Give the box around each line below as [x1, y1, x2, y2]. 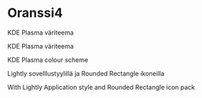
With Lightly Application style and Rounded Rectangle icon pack [7, 82, 196, 91]
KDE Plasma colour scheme [7, 55, 89, 64]
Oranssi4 [7, 5, 63, 21]
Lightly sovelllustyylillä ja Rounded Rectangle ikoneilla [7, 69, 165, 78]
